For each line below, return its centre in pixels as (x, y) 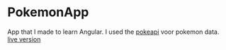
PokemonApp (48, 12)
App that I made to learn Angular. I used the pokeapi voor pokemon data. (113, 32)
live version (24, 39)
